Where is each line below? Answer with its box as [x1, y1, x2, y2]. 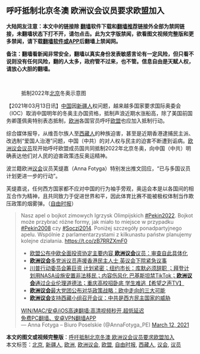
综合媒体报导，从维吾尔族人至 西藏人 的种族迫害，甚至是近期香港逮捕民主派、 [6, 130, 194, 137]
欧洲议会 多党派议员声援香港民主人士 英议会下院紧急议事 [29, 257, 167, 264]
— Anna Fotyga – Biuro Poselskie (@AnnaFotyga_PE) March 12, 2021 [20, 321, 189, 328]
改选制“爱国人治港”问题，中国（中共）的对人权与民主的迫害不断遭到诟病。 [6, 137, 189, 144]
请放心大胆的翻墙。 [6, 65, 54, 72]
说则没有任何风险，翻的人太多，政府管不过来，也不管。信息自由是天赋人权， [6, 57, 194, 64]
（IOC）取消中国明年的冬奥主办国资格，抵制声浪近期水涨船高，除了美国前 [6, 109, 187, 116]
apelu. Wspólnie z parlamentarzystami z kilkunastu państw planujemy [20, 230, 192, 238]
